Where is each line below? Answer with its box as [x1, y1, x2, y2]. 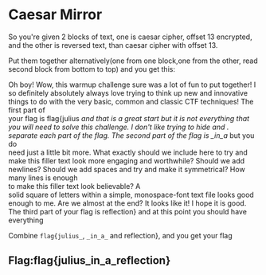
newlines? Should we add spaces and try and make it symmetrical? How [8, 164, 245, 174]
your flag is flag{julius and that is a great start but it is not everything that [8, 113, 249, 123]
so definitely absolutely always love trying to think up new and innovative [8, 88, 248, 97]
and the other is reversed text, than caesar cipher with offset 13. [8, 40, 218, 49]
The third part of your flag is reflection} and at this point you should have [8, 206, 247, 216]
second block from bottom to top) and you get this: [8, 64, 175, 73]
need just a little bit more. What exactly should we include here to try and [8, 147, 248, 157]
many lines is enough [8, 173, 78, 183]
